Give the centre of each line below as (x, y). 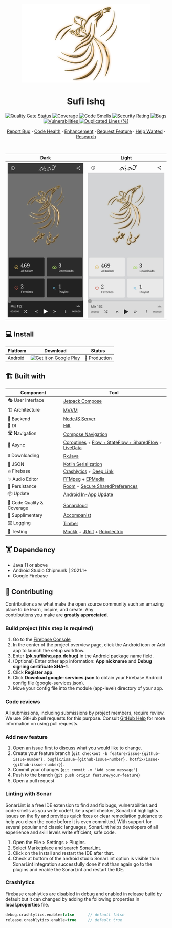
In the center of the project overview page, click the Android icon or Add (89, 645)
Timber (71, 524)
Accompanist (77, 515)
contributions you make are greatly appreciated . (57, 615)
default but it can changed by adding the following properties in (72, 899)
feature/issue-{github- (135, 754)
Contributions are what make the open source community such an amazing (84, 604)
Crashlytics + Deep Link (88, 471)
